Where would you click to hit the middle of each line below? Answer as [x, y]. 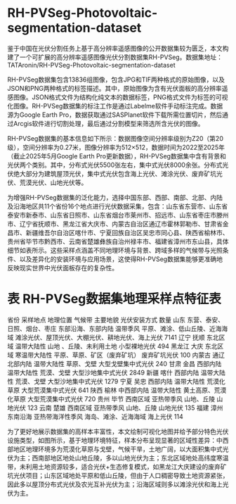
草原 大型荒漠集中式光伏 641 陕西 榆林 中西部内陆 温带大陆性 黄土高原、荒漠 [117, 390]
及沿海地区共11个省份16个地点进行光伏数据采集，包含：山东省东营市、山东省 [118, 206]
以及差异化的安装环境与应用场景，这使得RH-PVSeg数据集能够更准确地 [121, 259]
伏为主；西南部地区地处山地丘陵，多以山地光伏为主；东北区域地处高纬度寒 [115, 458]
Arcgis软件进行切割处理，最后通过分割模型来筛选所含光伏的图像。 [109, 123]
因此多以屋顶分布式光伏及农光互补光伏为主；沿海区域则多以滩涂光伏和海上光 [118, 484]
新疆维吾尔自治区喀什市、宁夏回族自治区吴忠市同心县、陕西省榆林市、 [127, 232]
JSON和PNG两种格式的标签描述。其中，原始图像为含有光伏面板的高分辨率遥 [118, 88]
